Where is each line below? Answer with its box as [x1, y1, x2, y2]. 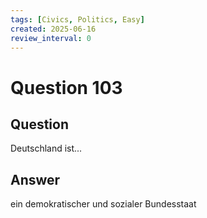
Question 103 [10, 76, 123, 99]
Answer [10, 171, 61, 188]
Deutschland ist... [10, 142, 83, 155]
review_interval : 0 [10, 33, 92, 43]
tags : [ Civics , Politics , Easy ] [10, 14, 145, 25]
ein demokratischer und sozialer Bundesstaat [10, 198, 197, 210]
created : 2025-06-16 [10, 24, 97, 34]
